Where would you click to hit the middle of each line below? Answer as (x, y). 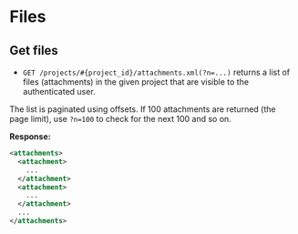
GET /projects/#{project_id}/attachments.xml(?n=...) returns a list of (156, 72)
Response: (31, 137)
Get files (34, 51)
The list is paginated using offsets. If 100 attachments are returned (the (143, 109)
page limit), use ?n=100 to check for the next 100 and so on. (121, 119)
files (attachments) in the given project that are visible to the (135, 82)
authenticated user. (59, 92)
